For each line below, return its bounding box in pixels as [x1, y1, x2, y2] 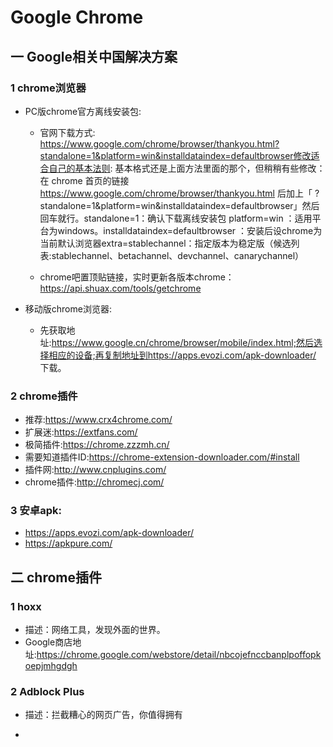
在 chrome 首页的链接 [39, 174, 130, 186]
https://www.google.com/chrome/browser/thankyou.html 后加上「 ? [39, 187, 320, 199]
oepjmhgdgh [24, 660, 78, 672]
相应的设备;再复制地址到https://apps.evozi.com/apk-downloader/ [48, 349, 317, 361]
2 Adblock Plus [10, 685, 85, 699]
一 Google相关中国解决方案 [10, 48, 178, 65]
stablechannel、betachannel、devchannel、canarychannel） [51, 249, 305, 261]
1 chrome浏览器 [10, 81, 87, 95]
